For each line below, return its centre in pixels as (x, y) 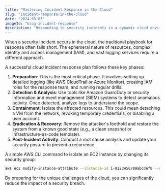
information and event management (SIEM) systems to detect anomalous (86, 98)
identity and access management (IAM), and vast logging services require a (82, 53)
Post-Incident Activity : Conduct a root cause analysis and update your (84, 140)
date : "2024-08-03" (25, 19)
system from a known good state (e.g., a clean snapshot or (72, 129)
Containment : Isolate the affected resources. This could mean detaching (86, 108)
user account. (26, 119)
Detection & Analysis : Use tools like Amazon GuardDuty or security (81, 93)
